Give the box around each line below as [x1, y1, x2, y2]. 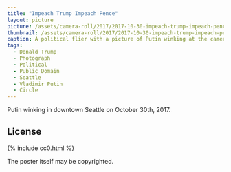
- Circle [13, 87, 38, 94]
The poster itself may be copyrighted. [7, 157, 114, 165]
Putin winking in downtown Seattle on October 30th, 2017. [7, 106, 171, 114]
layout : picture [7, 17, 54, 23]
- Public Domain [13, 67, 60, 74]
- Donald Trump [13, 49, 57, 56]
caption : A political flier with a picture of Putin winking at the [7, 36, 208, 43]
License [7, 125, 42, 138]
